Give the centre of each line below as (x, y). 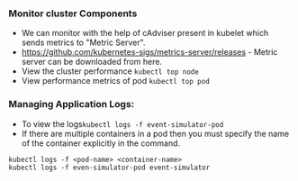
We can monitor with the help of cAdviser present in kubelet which (145, 33)
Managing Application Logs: (72, 104)
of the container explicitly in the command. (101, 143)
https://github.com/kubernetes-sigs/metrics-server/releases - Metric (149, 52)
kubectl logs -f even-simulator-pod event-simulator (109, 167)
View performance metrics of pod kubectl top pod (116, 81)
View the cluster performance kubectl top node (110, 71)
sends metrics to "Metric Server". (83, 42)
